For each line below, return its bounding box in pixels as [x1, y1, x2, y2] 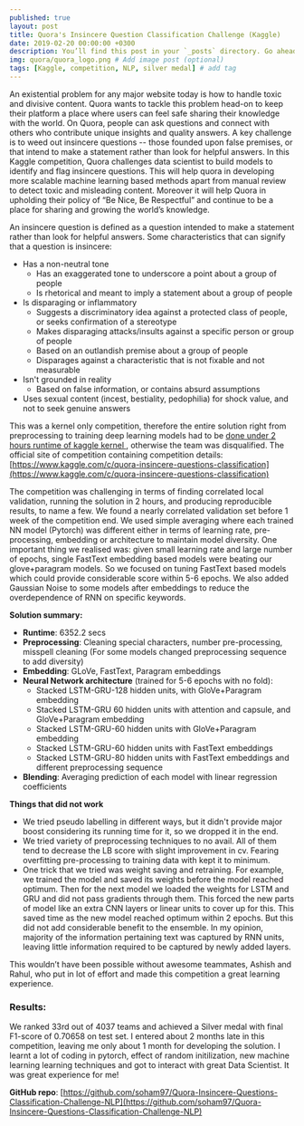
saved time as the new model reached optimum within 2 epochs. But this [22, 912, 294, 923]
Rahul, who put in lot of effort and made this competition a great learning [9, 968, 280, 979]
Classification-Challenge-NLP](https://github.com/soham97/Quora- [9, 1097, 262, 1108]
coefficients [22, 781, 68, 792]
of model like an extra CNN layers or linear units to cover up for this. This [22, 902, 294, 913]
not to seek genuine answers [22, 402, 131, 413]
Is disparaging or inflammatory [22, 296, 138, 308]
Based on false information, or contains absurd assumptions [35, 383, 261, 394]
